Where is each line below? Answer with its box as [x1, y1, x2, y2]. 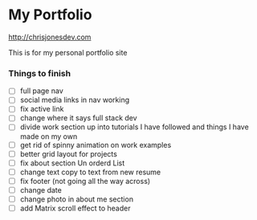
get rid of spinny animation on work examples [19, 140, 172, 149]
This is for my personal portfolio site [8, 47, 128, 57]
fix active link [19, 104, 64, 114]
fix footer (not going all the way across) [19, 176, 151, 185]
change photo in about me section [19, 194, 134, 204]
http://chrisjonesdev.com [8, 32, 92, 42]
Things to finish [8, 67, 71, 79]
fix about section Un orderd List [19, 158, 125, 168]
